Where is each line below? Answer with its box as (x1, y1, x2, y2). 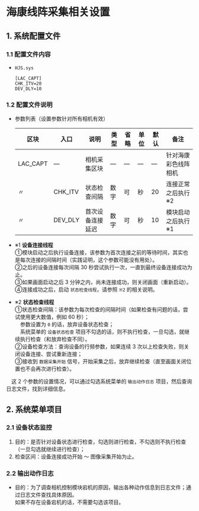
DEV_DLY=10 (14, 85, 42, 92)
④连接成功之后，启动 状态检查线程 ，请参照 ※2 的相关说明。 (14, 286, 158, 293)
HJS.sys (14, 65, 34, 71)
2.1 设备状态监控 (6, 423, 52, 432)
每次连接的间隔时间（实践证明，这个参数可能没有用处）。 (20, 256, 158, 264)
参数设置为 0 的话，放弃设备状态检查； (20, 321, 114, 328)
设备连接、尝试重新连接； (20, 350, 83, 357)
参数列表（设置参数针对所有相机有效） (14, 115, 108, 122)
